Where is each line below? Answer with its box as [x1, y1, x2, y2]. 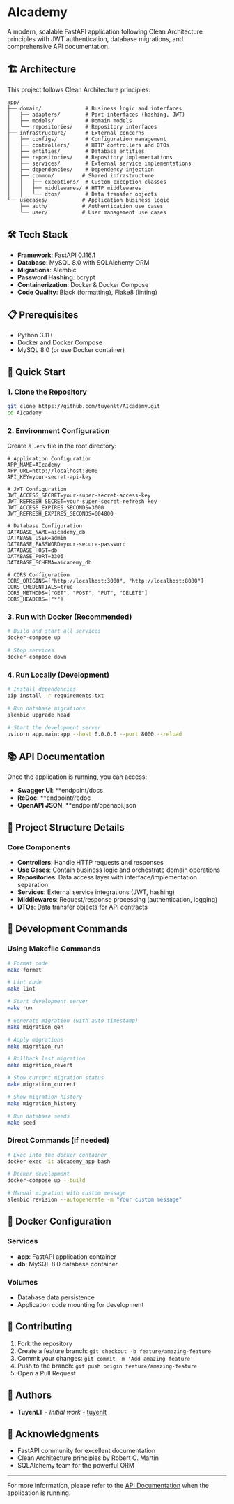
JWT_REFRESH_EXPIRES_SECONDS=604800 [7, 511, 114, 518]
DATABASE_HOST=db [7, 547, 58, 554]
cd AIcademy [7, 409, 42, 416]
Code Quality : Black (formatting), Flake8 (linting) [17, 288, 158, 296]
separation [17, 880, 49, 889]
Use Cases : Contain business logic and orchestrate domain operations [17, 866, 221, 874]
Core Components [7, 842, 71, 852]
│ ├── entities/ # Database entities [7, 147, 145, 154]
